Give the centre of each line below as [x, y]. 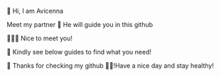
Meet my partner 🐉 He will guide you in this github [80, 24]
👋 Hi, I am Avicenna [35, 11]
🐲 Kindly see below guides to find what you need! [79, 52]
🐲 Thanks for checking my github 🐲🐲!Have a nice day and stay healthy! [110, 66]
